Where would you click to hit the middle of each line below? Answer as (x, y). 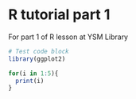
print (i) (30, 81)
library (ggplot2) (37, 59)
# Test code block (39, 51)
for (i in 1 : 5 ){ (33, 73)
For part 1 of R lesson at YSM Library (68, 37)
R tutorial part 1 (59, 15)
